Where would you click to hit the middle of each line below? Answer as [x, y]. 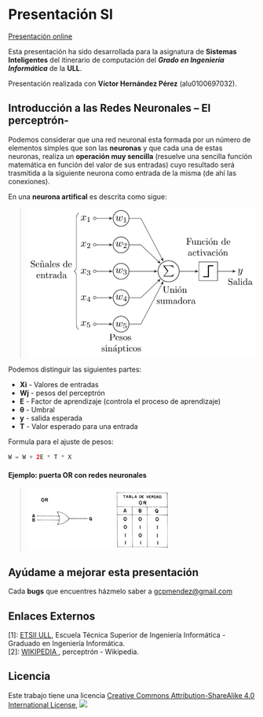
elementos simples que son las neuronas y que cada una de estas [115, 148]
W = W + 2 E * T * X [40, 457]
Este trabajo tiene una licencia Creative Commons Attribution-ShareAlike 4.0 [131, 695]
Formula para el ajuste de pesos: [61, 442]
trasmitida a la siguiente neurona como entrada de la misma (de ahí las [122, 173]
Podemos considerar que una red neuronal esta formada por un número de [130, 139]
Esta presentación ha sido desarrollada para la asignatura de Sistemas [122, 51]
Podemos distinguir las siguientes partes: [75, 370]
